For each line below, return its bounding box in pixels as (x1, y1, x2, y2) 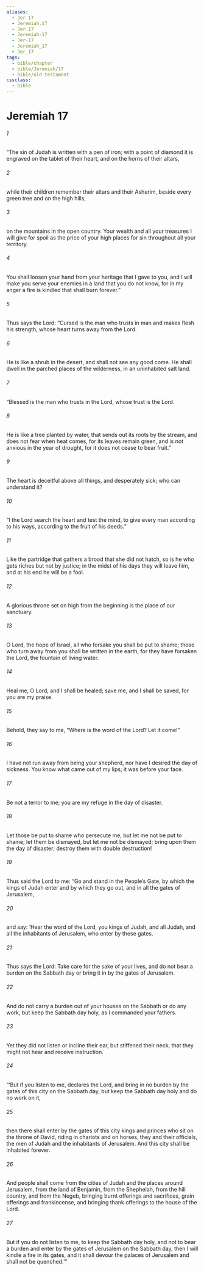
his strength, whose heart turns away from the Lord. (6, 326, 137, 333)
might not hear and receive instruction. (6, 1048, 104, 1055)
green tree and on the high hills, (6, 194, 86, 202)
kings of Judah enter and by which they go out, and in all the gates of (6, 884, 181, 892)
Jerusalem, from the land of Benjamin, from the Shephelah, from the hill (6, 1186, 186, 1193)
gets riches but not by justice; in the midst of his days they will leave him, (6, 562, 190, 570)
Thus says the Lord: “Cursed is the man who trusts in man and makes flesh (6, 319, 195, 327)
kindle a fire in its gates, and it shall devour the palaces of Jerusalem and (6, 1251, 190, 1259)
